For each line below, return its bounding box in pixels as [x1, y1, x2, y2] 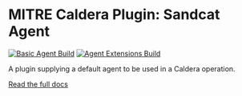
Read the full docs [8, 79, 68, 89]
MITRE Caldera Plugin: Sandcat [8, 6, 220, 24]
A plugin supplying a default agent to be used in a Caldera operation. [8, 63, 236, 73]
